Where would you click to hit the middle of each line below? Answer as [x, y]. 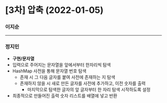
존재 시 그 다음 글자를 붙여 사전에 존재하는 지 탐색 [67, 77]
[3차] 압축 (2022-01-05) [54, 10]
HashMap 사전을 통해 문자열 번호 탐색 [49, 71]
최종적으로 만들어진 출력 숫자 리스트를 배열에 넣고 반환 [65, 96]
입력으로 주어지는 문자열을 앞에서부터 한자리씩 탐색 [61, 64]
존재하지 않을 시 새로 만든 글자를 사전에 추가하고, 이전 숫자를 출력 [83, 83]
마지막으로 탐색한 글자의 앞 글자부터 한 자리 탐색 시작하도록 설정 [89, 89]
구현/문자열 [23, 58]
